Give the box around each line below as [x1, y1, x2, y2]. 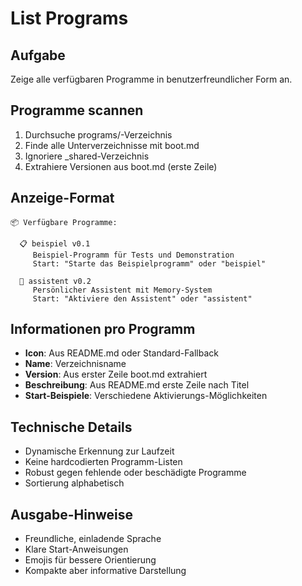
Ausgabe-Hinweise [10, 506, 134, 523]
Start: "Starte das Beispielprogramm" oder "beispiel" [32, 258, 267, 269]
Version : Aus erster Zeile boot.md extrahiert [24, 368, 208, 381]
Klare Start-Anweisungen [24, 543, 129, 556]
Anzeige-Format [10, 190, 115, 207]
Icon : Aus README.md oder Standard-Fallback [24, 347, 219, 359]
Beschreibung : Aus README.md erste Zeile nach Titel [24, 379, 250, 391]
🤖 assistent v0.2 [19, 276, 92, 286]
